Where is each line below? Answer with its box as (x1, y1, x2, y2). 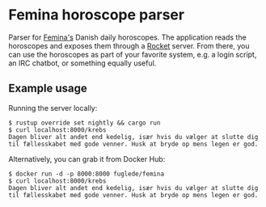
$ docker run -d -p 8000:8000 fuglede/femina (8, 170, 164, 178)
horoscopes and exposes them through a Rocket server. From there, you (8, 40, 250, 50)
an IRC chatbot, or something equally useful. (8, 58, 157, 68)
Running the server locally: (8, 103, 98, 112)
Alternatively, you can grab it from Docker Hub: (8, 154, 166, 163)
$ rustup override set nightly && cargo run (8, 119, 161, 127)
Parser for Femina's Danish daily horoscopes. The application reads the (8, 32, 247, 42)
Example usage (8, 82, 87, 95)
